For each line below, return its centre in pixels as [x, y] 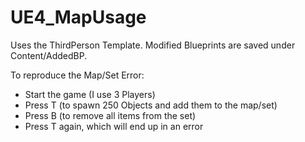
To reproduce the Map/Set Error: [77, 75]
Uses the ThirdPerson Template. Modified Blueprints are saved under [153, 45]
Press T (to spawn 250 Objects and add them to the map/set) [151, 105]
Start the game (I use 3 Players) [90, 94]
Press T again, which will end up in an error [114, 126]
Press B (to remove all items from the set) [110, 115]
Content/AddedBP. [49, 55]
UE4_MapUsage [78, 17]
